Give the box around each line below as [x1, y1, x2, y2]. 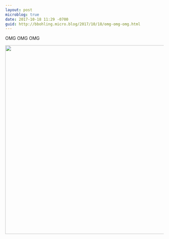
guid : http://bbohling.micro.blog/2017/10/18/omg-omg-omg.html [5, 21, 141, 27]
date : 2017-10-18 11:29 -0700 [5, 17, 69, 22]
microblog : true [5, 12, 39, 17]
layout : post [5, 7, 33, 13]
